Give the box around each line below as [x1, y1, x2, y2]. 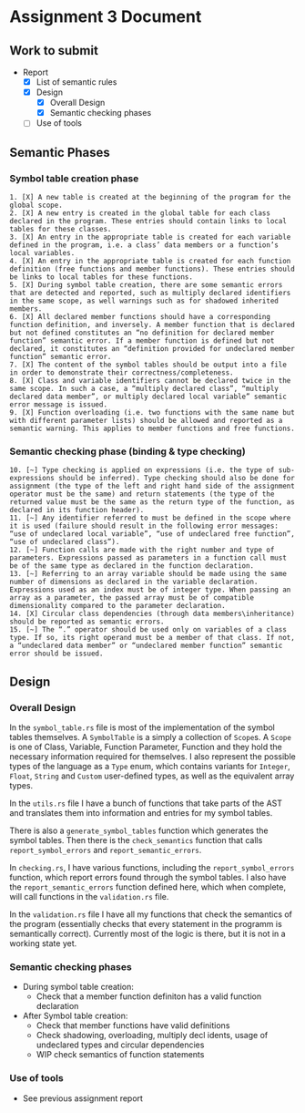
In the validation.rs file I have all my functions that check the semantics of [9, 909, 293, 920]
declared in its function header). [9, 506, 145, 515]
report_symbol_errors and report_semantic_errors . [9, 844, 202, 855]
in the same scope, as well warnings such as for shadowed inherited [9, 296, 280, 305]
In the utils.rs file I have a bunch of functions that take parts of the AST [9, 798, 283, 809]
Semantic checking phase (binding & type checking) [9, 445, 246, 458]
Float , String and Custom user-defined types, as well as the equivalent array [9, 770, 295, 781]
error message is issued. [9, 400, 107, 409]
